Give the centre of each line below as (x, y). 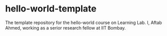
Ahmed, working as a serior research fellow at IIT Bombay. (66, 27)
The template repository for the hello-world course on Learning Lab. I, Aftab (83, 22)
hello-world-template (51, 9)
